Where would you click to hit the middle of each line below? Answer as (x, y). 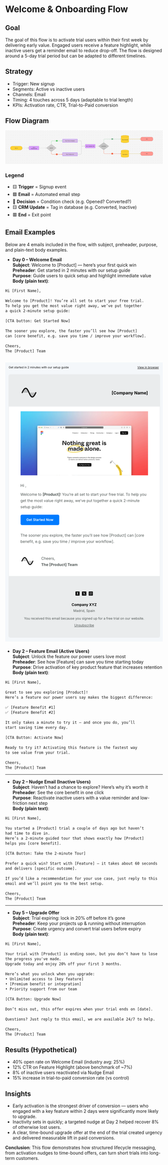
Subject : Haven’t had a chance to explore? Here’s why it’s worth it (80, 787)
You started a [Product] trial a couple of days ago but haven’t (74, 828)
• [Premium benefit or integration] (43, 984)
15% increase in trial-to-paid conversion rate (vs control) (71, 1078)
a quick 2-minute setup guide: (38, 311)
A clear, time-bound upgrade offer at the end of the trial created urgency (87, 1133)
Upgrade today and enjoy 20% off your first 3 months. (63, 964)
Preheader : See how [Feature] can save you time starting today (78, 662)
